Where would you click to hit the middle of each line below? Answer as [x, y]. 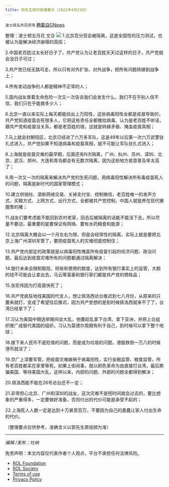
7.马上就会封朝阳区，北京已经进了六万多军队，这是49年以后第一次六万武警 [82, 137]
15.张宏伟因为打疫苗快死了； [34, 285]
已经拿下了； [23, 308]
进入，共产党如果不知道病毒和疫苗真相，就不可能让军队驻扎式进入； [84, 143]
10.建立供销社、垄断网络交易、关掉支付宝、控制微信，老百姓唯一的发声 [79, 194]
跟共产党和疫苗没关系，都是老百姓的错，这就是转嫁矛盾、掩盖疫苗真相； [80, 127]
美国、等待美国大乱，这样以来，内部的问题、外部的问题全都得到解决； [82, 372]
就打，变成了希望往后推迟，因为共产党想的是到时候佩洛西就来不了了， [87, 302]
